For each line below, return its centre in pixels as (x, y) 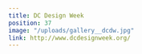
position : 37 (30, 23)
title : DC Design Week (46, 15)
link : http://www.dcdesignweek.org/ (69, 38)
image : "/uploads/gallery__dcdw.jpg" (71, 30)
